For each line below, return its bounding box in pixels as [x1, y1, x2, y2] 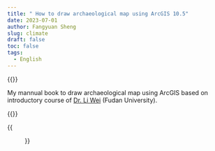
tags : [7, 50, 23, 57]
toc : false [7, 43, 39, 50]
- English [13, 56, 42, 63]
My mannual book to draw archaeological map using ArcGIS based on [7, 88, 208, 96]
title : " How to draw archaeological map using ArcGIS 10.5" [7, 10, 189, 17]
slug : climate [7, 29, 49, 37]
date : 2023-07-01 [7, 17, 58, 24]
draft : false [7, 36, 45, 43]
